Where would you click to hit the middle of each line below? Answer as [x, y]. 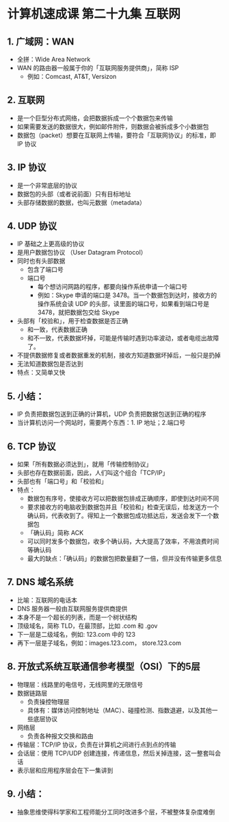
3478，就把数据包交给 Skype [78, 312]
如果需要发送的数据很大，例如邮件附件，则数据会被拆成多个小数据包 [113, 126]
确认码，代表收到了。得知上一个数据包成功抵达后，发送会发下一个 [120, 516]
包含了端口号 [45, 270]
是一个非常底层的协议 [47, 185]
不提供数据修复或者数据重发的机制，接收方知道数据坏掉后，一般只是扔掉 [119, 355]
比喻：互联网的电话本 [47, 600]
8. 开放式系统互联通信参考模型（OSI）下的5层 [104, 667]
